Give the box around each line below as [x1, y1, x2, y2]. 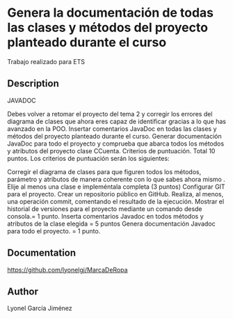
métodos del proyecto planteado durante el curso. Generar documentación [7, 132, 222, 140]
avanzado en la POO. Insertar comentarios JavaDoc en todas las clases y [7, 124, 217, 133]
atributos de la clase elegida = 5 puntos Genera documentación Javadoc [7, 219, 216, 228]
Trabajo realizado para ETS [7, 57, 86, 65]
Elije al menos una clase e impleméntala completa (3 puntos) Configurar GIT [7, 182, 225, 191]
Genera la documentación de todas [7, 5, 214, 21]
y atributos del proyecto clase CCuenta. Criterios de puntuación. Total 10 [7, 146, 216, 155]
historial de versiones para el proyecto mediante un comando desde [7, 204, 203, 213]
